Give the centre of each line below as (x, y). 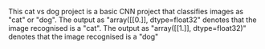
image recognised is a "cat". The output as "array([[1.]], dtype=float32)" (127, 28)
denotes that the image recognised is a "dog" (84, 36)
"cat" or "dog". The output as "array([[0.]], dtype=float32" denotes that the (132, 20)
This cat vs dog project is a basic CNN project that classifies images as (126, 11)
